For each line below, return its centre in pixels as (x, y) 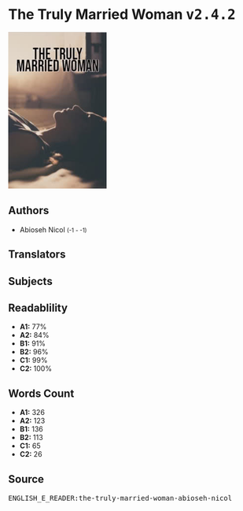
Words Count (41, 393)
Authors (29, 211)
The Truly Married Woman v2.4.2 (122, 15)
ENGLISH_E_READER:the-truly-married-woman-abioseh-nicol (120, 498)
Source (26, 479)
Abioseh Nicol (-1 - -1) (53, 229)
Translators (37, 255)
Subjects (30, 281)
